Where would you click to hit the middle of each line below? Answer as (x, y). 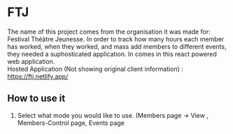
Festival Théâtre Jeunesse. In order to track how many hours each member (116, 39)
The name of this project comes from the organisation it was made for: (109, 32)
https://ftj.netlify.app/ (38, 76)
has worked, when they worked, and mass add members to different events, (117, 46)
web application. (31, 61)
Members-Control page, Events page (71, 123)
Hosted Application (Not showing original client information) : (95, 69)
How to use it (36, 99)
